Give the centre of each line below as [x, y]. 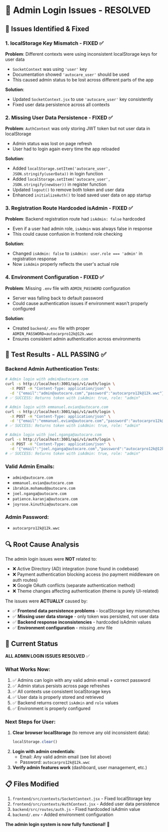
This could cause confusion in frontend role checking [67, 234]
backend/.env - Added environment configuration [63, 815]
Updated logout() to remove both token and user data [68, 190]
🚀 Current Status [32, 644]
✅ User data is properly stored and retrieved [58, 697]
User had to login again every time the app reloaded [66, 149]
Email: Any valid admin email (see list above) [65, 757]
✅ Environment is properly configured [51, 708]
